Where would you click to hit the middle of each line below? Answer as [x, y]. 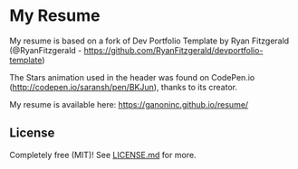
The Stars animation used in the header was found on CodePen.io [132, 77]
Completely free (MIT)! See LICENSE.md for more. [103, 155]
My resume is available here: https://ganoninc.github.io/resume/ [129, 104]
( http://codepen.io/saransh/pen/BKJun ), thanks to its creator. [124, 87]
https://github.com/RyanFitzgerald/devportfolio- [173, 50]
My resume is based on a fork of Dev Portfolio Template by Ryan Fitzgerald [149, 41]
